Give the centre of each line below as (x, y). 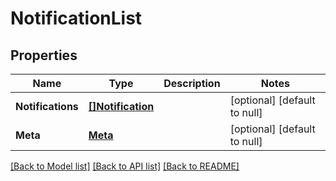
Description (192, 83)
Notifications (47, 106)
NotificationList (76, 18)
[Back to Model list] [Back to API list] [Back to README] (125, 166)
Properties (44, 55)
